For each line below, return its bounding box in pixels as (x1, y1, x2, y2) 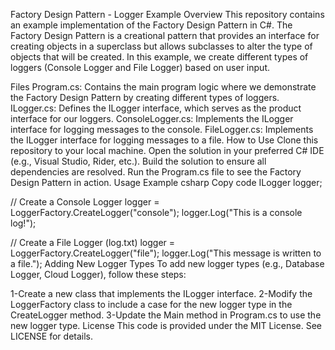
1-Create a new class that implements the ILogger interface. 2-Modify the (10, 288, 313, 299)
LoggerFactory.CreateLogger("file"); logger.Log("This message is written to (10, 247, 322, 259)
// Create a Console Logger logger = (10, 196, 160, 208)
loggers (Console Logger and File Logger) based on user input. (10, 62, 270, 73)
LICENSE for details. (10, 330, 94, 342)
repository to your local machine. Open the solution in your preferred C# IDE (10, 145, 325, 156)
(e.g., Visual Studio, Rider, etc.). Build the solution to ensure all (10, 155, 267, 167)
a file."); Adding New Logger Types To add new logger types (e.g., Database (10, 258, 325, 269)
